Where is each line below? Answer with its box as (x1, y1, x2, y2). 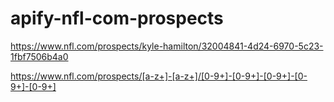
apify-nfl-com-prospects (10, 7, 224, 30)
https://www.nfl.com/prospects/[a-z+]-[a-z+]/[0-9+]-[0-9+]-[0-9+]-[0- (10, 70, 308, 82)
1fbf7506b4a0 (10, 50, 69, 62)
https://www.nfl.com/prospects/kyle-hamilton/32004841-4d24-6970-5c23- (10, 40, 324, 52)
